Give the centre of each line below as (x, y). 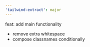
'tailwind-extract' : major (33, 10)
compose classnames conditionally (48, 39)
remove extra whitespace (38, 33)
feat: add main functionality (33, 24)
